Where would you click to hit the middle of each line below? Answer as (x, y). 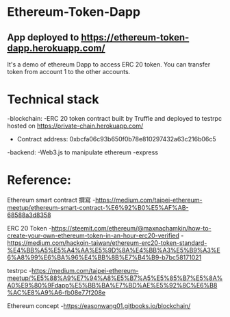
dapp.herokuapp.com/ (56, 48)
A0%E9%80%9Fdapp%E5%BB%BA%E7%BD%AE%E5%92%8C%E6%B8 (112, 285)
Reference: (39, 180)
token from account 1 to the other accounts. (69, 72)
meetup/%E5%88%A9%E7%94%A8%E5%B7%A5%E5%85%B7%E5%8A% (115, 278)
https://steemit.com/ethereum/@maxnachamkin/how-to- (131, 228)
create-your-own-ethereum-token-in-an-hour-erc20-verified (93, 235)
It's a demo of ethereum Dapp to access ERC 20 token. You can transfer (109, 64)
